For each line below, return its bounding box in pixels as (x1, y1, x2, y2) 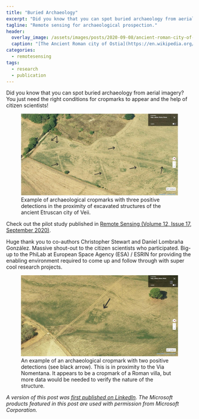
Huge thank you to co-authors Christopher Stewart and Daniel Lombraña (6, 238, 184, 245)
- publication (11, 72, 46, 78)
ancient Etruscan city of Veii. (21, 209, 91, 216)
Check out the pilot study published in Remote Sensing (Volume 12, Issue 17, (6, 220, 192, 227)
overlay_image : (11, 34, 49, 41)
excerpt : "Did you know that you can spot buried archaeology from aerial (6, 15, 195, 22)
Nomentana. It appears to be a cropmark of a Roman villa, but (21, 370, 172, 377)
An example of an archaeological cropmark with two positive (21, 357, 169, 364)
